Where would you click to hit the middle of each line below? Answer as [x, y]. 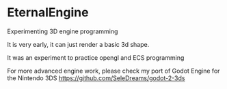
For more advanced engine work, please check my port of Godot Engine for [113, 71]
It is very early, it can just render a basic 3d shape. [78, 44]
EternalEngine [48, 13]
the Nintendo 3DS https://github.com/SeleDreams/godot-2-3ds [96, 78]
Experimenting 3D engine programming [63, 31]
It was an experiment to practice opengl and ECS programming [96, 57]
